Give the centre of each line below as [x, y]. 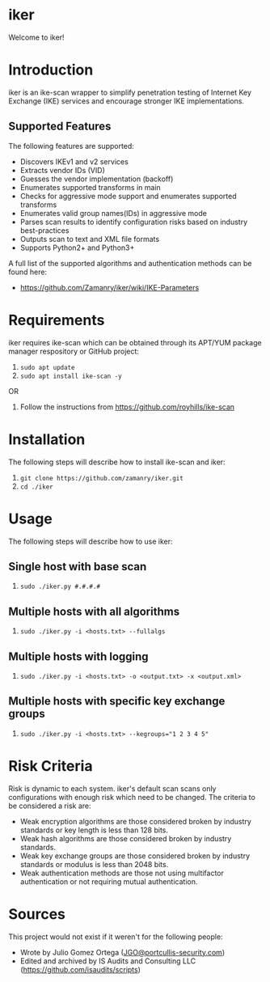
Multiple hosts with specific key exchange [117, 701]
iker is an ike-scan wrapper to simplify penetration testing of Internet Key [130, 92]
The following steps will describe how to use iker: [91, 541]
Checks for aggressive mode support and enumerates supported [128, 196]
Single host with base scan [78, 567]
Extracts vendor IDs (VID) [62, 170]
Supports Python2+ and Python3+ [77, 248]
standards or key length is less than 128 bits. [94, 830]
